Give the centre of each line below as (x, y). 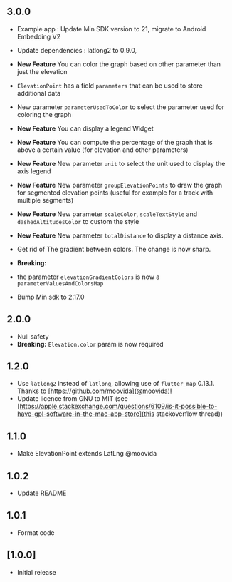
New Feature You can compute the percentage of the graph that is (115, 142)
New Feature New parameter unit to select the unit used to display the (121, 163)
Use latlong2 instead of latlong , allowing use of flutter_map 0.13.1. (116, 384)
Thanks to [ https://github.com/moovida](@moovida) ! (94, 391)
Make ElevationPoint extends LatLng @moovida (87, 454)
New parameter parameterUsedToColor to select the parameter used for (121, 107)
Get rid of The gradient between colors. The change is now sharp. (114, 249)
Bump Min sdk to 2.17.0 (51, 297)
